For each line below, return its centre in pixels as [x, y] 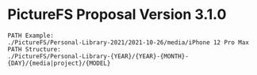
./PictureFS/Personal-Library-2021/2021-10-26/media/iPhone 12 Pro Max [128, 42]
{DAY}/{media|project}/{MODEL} [59, 63]
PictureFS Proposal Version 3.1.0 [117, 15]
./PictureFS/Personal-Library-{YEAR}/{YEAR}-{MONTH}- [98, 56]
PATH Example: [31, 36]
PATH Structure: [34, 49]
